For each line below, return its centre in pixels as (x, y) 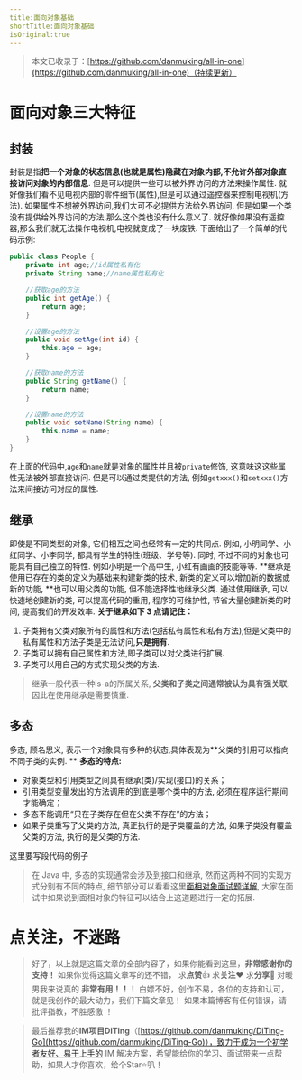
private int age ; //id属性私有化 (83, 265)
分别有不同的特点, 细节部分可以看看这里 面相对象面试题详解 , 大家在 (162, 886)
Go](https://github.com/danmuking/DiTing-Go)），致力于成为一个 (152, 1042)
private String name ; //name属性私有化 (95, 274)
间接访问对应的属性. (62, 489)
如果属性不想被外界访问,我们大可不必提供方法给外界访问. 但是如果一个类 (159, 206)
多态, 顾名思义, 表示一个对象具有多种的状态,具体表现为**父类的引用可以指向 (149, 749)
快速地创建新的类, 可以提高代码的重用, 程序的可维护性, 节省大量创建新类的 (146, 600)
